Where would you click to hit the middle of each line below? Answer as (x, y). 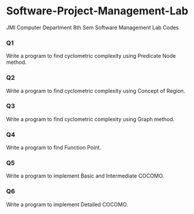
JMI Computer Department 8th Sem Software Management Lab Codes (93, 27)
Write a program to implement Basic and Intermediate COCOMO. (85, 176)
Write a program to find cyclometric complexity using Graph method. (90, 119)
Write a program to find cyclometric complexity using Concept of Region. (96, 91)
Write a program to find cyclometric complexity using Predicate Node (91, 56)
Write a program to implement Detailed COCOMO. (67, 204)
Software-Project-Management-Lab (97, 11)
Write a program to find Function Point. (54, 148)
